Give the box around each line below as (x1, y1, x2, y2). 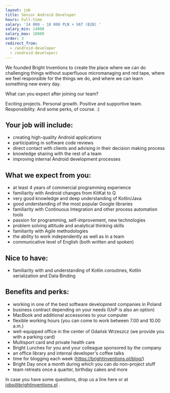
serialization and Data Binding (12, 272, 76, 279)
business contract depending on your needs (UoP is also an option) (12, 307, 155, 313)
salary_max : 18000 (5, 31, 44, 36)
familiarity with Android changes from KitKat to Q (12, 190, 116, 196)
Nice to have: (5, 254, 48, 263)
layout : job (5, 7, 31, 13)
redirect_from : (5, 41, 38, 46)
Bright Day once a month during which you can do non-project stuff (12, 361, 156, 367)
